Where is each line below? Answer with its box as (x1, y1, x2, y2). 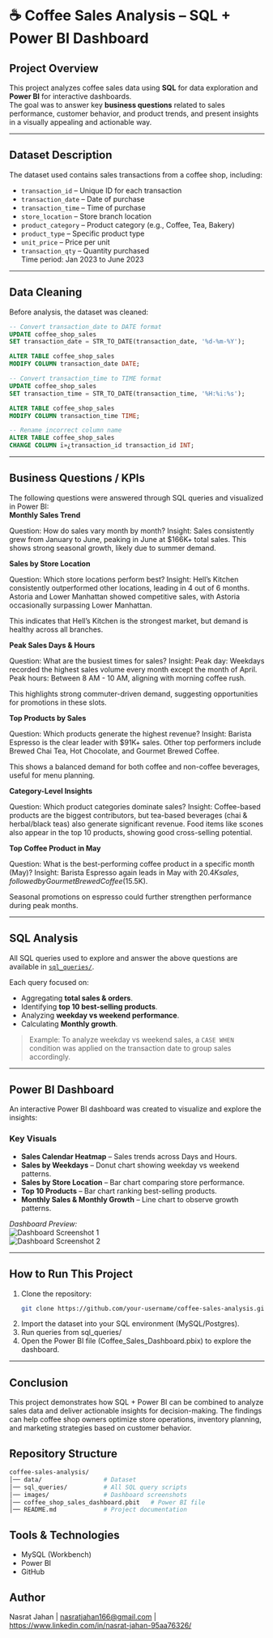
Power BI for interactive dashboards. (9, 92, 132, 101)
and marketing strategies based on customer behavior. (9, 1423, 192, 1433)
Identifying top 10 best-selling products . (20, 1001, 158, 1011)
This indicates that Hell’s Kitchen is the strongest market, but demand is (9, 616, 249, 625)
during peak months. (9, 900, 79, 910)
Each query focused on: (9, 977, 90, 987)
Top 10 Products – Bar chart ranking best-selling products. (20, 1186, 217, 1196)
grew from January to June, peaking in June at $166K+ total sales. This (9, 534, 247, 544)
